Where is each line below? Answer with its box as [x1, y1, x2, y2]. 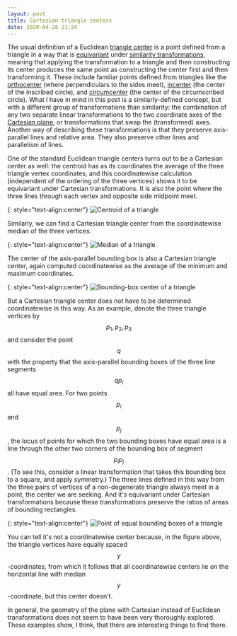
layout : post [7, 10, 46, 18]
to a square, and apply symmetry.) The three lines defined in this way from [7, 475, 225, 484]
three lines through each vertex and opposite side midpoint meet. [7, 192, 198, 200]
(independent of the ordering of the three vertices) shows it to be [7, 177, 197, 185]
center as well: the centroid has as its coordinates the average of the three [7, 162, 224, 170]
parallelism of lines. [7, 141, 64, 149]
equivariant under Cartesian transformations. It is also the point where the [7, 185, 223, 193]
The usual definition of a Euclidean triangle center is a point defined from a [7, 43, 226, 52]
